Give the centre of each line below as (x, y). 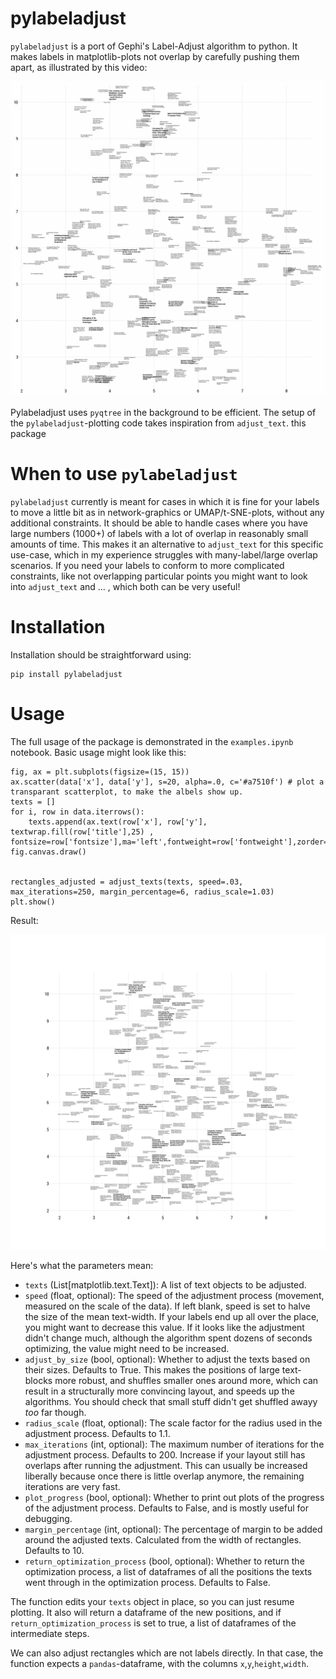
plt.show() (33, 902)
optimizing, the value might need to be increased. (127, 1348)
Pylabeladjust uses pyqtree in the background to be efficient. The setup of (163, 412)
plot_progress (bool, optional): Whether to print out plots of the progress (174, 1497)
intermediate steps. (50, 1633)
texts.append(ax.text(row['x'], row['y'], (118, 822)
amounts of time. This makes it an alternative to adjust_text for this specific (167, 544)
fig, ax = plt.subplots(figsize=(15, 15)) (100, 772)
